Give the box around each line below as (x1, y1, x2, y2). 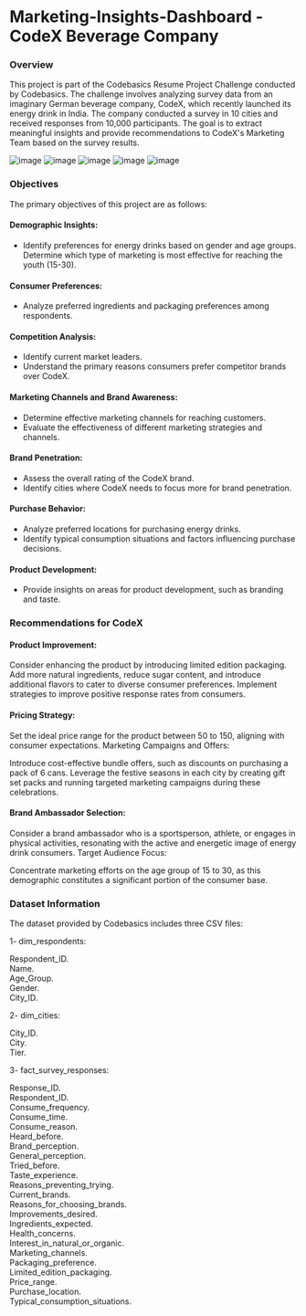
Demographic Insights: (9, 219, 99, 230)
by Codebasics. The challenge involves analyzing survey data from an (9, 89, 274, 100)
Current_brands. (9, 1189, 71, 1200)
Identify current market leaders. (22, 352, 142, 363)
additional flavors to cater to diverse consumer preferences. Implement (9, 679, 277, 690)
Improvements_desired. (9, 1208, 98, 1220)
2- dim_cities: (9, 1010, 61, 1021)
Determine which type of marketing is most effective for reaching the (22, 249, 283, 260)
